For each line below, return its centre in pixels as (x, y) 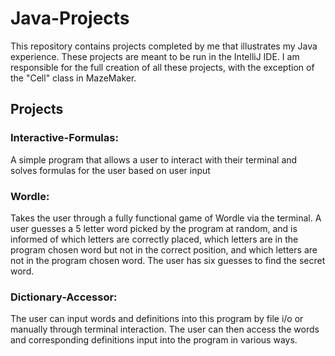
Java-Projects (70, 18)
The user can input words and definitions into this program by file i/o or (157, 319)
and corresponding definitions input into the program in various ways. (154, 340)
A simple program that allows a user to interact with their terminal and (154, 159)
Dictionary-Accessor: (64, 297)
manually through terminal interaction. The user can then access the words (165, 329)
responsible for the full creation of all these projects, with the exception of (162, 67)
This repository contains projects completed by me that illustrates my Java (164, 46)
